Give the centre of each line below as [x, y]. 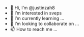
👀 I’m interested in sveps [36, 13]
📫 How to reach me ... [34, 29]
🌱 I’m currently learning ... [37, 18]
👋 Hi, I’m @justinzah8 [32, 8]
